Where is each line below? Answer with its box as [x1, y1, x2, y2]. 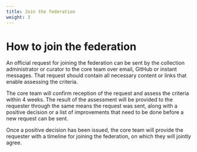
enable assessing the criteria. [6, 78, 78, 85]
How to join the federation [6, 40, 136, 53]
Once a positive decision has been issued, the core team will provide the [6, 126, 184, 134]
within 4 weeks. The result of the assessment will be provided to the [6, 96, 173, 103]
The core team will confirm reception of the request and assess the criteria [6, 90, 189, 97]
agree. [6, 139, 22, 146]
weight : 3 [6, 14, 31, 20]
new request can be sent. [6, 115, 69, 122]
